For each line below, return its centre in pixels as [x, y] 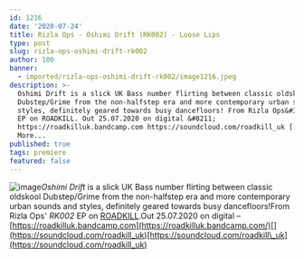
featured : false [40, 161]
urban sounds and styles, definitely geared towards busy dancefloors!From [150, 206]
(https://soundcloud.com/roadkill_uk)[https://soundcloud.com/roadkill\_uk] [148, 235]
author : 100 [32, 60]
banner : [24, 69]
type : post [30, 43]
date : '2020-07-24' [46, 26]
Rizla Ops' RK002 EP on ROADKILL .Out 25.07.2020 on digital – [125, 216]
